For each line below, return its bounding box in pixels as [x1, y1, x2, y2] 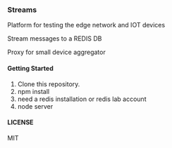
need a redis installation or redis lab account [17, 95, 147, 103]
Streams [7, 5, 37, 15]
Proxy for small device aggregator [7, 48, 106, 57]
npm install [17, 87, 50, 95]
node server [17, 102, 54, 110]
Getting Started [7, 64, 54, 72]
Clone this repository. [17, 79, 80, 88]
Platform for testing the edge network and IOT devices [7, 21, 166, 29]
